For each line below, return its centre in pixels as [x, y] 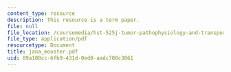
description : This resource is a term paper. [73, 20]
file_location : [29, 33]
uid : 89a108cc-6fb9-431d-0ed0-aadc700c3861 [70, 58]
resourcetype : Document [41, 45]
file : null [23, 26]
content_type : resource [41, 13]
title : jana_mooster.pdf [43, 52]
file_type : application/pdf [47, 39]
